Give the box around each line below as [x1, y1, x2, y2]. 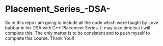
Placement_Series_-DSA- [5, 3, 110, 15]
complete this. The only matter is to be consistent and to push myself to [5, 30, 150, 36]
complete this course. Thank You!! [5, 35, 75, 41]
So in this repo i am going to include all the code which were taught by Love [5, 20, 159, 25]
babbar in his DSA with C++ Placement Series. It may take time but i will [5, 24, 151, 30]
